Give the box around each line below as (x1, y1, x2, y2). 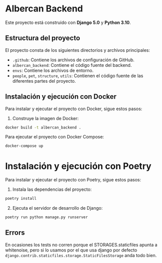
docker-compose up (5, 143, 43, 148)
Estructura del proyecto (5, 34, 81, 42)
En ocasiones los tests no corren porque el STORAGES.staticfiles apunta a (5, 242, 158, 248)
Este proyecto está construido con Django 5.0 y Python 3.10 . (5, 19, 131, 25)
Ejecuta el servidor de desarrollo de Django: (12, 205, 103, 211)
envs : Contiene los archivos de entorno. (12, 67, 94, 73)
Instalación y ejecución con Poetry (5, 160, 152, 172)
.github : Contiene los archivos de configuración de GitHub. (12, 57, 135, 63)
